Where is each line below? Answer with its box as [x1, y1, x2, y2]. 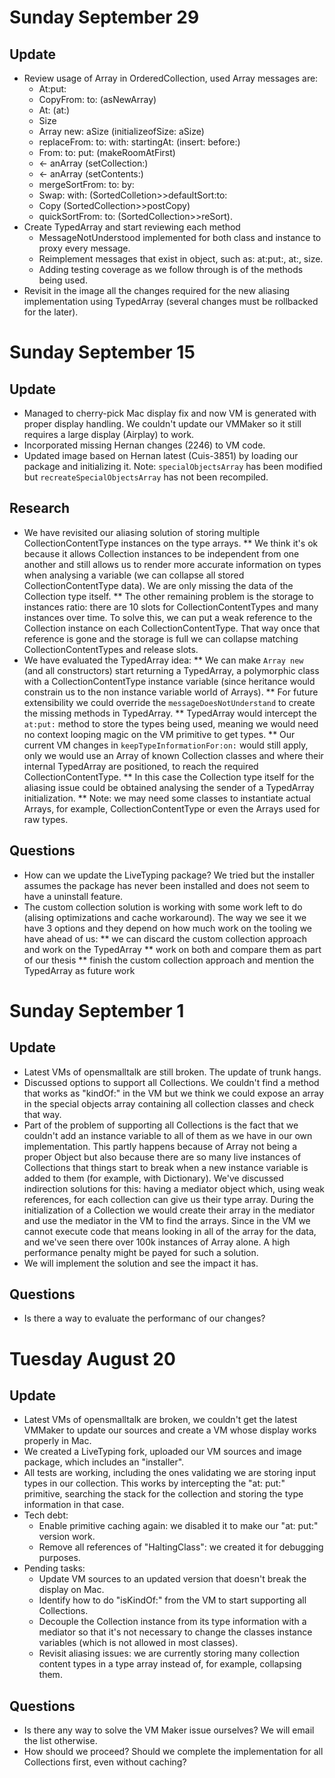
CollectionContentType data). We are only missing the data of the [23, 579, 294, 591]
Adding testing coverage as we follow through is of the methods [38, 264, 304, 275]
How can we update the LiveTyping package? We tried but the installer [23, 869, 316, 881]
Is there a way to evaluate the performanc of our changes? [23, 1312, 266, 1325]
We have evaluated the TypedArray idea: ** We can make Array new [23, 654, 304, 666]
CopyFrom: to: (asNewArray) [38, 94, 157, 105]
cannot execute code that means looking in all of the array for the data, [23, 1225, 317, 1237]
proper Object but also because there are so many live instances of [23, 1151, 302, 1163]
